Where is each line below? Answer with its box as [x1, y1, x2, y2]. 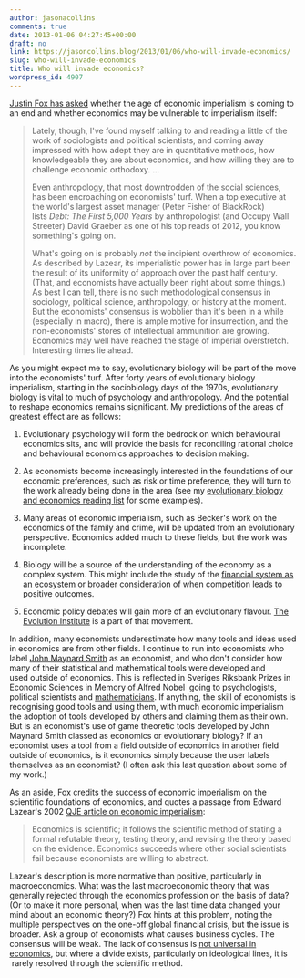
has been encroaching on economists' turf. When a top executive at [31, 191, 287, 202]
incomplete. [22, 541, 67, 552]
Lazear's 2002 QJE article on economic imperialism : [9, 806, 206, 817]
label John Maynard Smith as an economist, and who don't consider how [9, 652, 283, 663]
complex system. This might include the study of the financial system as [22, 568, 294, 579]
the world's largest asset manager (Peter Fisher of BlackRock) [31, 201, 266, 212]
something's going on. [31, 230, 117, 241]
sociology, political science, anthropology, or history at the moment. [31, 296, 287, 307]
